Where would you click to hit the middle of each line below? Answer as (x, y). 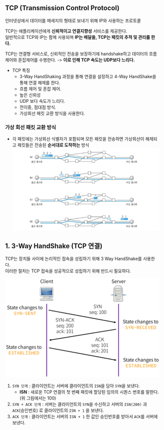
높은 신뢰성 (30, 95)
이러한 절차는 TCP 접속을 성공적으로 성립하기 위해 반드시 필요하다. (68, 271)
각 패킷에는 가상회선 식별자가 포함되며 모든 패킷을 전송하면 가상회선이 (78, 139)
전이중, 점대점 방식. (38, 107)
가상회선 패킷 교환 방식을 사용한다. (52, 113)
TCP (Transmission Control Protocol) (62, 8)
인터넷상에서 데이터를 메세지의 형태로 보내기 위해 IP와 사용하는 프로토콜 (73, 20)
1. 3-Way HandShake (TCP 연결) (54, 246)
